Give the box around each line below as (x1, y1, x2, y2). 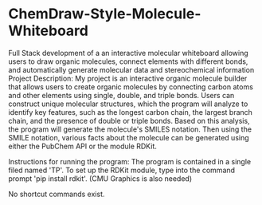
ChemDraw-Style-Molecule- (8, 5, 201, 23)
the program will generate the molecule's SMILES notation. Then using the (8, 124, 252, 134)
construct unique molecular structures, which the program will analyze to (8, 99, 248, 108)
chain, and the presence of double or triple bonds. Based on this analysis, (8, 116, 250, 125)
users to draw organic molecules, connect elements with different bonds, (8, 57, 248, 66)
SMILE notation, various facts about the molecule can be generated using (8, 132, 249, 142)
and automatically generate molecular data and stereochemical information (8, 65, 255, 74)
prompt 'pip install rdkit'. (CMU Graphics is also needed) (8, 173, 193, 183)
